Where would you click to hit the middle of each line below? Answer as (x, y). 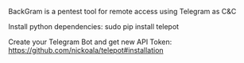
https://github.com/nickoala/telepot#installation (86, 50)
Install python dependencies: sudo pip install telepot (94, 26)
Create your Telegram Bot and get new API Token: (90, 42)
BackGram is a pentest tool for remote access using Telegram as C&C (122, 11)
